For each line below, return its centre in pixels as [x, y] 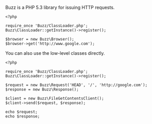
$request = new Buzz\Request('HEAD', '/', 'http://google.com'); [76, 85]
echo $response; [23, 116]
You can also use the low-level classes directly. [55, 53]
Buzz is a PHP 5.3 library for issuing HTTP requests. [60, 7]
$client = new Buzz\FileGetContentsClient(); [55, 98]
